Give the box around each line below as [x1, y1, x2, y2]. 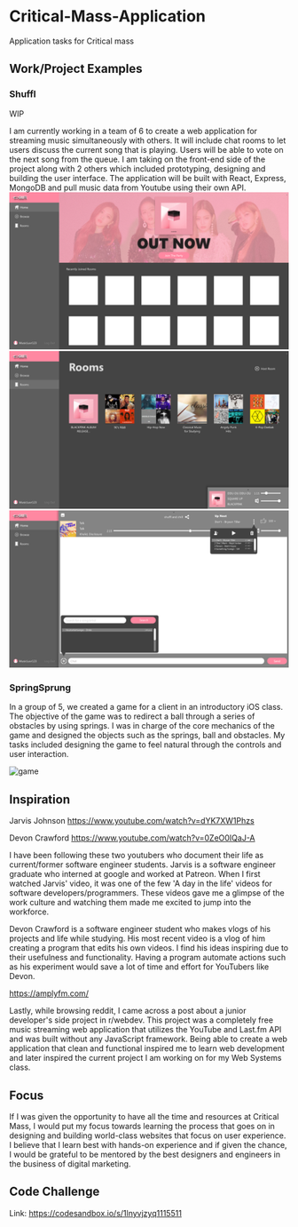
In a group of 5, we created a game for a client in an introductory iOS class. [9, 702, 284, 713]
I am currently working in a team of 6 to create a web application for [9, 125, 258, 136]
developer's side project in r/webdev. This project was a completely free [9, 1015, 273, 1025]
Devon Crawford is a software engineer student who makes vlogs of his [9, 924, 271, 935]
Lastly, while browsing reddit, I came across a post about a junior [9, 1006, 247, 1016]
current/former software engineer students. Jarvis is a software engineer [9, 859, 277, 870]
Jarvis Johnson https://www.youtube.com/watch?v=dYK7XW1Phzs [9, 816, 255, 826]
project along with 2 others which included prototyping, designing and [9, 163, 266, 174]
